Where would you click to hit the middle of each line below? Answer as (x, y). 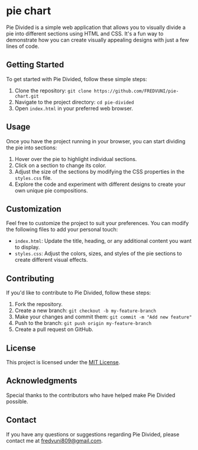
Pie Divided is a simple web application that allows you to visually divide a (96, 27)
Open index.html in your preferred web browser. (74, 108)
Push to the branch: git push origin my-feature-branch (83, 323)
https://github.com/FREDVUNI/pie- (136, 91)
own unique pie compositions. (51, 190)
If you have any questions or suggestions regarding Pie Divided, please (93, 434)
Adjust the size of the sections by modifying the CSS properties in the (100, 171)
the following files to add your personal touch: (62, 230)
